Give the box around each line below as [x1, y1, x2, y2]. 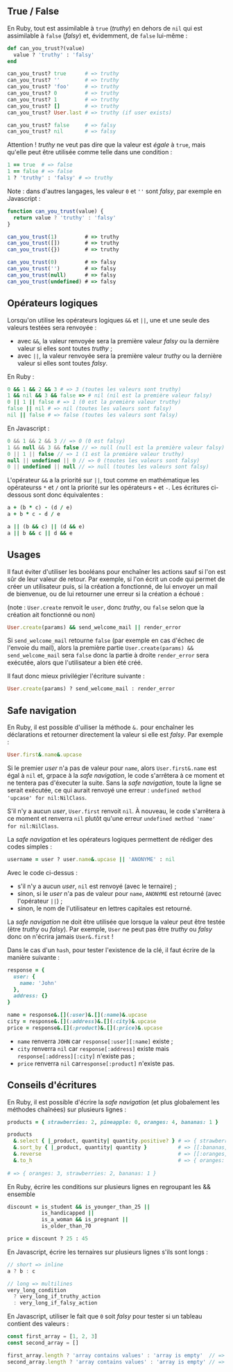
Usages [7, 549, 41, 561]
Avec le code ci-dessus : [7, 868, 78, 876]
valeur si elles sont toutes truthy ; [17, 344, 113, 352]
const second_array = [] [7, 1339, 79, 1347]
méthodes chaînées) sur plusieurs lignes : [7, 1105, 127, 1113]
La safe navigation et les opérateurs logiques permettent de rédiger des [7, 835, 214, 843]
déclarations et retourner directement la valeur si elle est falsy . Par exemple [7, 730, 223, 739]
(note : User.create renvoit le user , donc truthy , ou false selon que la [7, 603, 205, 611]
